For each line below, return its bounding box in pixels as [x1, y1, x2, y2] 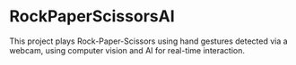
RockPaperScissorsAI [9, 6, 175, 27]
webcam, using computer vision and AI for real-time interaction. [9, 45, 245, 55]
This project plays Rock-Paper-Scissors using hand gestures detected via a [9, 36, 289, 46]
